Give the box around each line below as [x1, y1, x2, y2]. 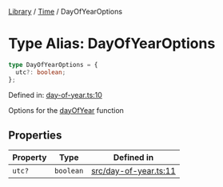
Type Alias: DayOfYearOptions [8, 35, 216, 53]
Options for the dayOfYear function [8, 105, 124, 115]
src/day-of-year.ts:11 [90, 166, 176, 177]
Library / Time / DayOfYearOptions [8, 7, 122, 16]
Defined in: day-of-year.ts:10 [8, 90, 102, 99]
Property [12, 152, 47, 163]
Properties [8, 128, 62, 142]
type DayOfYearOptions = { [8, 60, 98, 68]
